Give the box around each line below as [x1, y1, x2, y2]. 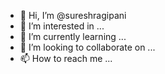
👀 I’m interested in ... [19, 20, 105, 32]
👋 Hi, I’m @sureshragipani [19, 10, 127, 21]
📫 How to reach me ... [19, 53, 113, 64]
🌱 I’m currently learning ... [19, 31, 127, 42]
